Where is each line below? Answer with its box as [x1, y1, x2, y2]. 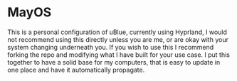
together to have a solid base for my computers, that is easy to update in [7, 58, 221, 66]
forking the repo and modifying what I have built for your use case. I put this [7, 50, 230, 59]
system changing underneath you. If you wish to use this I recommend [7, 43, 214, 51]
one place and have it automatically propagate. [7, 65, 145, 74]
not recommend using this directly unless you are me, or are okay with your [7, 35, 229, 43]
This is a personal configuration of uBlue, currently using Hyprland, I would [7, 28, 228, 36]
